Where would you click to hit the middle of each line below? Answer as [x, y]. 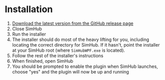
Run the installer [29, 34]
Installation [29, 9]
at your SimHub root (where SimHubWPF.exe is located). [68, 50]
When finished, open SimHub [43, 61]
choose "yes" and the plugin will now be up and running [71, 71]
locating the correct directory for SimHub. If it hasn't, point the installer [86, 45]
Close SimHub [27, 28]
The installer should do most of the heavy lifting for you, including [81, 39]
